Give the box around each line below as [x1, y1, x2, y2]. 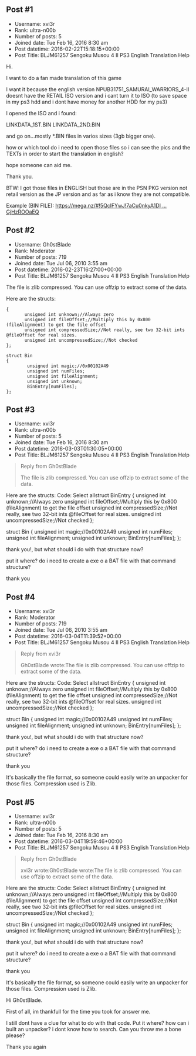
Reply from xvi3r [20, 650, 61, 658]
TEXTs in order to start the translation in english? [6, 150, 124, 157]
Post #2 [6, 225, 35, 235]
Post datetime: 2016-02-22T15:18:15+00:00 [14, 45, 120, 52]
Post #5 [6, 797, 35, 807]
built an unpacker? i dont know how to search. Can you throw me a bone [6, 1026, 181, 1033]
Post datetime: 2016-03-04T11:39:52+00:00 [14, 632, 121, 640]
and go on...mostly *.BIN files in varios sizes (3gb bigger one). [6, 132, 156, 139]
